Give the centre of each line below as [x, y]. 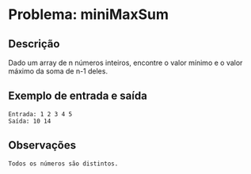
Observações [42, 145]
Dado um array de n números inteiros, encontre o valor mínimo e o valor [125, 62]
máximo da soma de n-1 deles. [58, 71]
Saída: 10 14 [30, 121]
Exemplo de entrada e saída [78, 96]
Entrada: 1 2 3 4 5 [40, 114]
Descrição [34, 44]
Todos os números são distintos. [63, 164]
